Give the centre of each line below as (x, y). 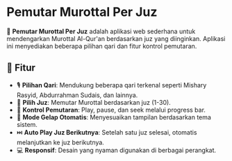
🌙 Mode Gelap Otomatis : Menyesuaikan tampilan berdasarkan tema (114, 117)
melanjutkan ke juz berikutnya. (60, 142)
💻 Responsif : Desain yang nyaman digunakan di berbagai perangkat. (116, 150)
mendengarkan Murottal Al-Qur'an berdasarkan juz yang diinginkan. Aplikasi (116, 38)
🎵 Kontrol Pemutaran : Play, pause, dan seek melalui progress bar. (111, 110)
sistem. (27, 124)
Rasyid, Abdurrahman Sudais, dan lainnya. (77, 95)
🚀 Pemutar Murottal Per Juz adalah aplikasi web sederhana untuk (101, 31)
